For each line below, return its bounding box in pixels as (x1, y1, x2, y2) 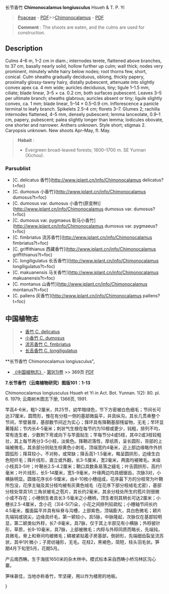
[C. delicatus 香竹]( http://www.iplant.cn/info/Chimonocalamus (12, 177, 142, 183)
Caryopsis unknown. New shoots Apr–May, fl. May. (5, 127, 111, 133)
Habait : (17, 137, 35, 143)
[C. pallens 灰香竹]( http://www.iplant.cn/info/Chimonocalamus (12, 293, 142, 299)
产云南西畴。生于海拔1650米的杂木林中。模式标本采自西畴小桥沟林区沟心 (5, 556, 156, 562)
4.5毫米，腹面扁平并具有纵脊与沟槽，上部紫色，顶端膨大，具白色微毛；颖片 (5, 507, 162, 513)
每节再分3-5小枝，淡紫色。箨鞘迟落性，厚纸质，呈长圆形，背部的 (22, 438, 158, 444)
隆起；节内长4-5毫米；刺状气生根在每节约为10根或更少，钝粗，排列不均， (9, 425, 163, 431)
